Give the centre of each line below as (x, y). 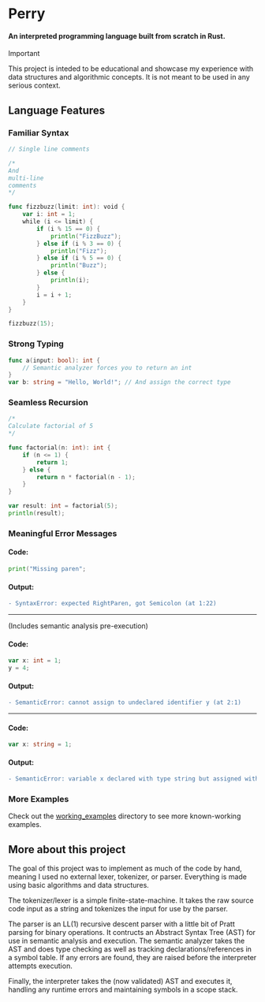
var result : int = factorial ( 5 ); (63, 506)
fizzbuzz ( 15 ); (32, 324)
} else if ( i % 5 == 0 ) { (79, 258)
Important (24, 54)
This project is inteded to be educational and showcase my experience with (131, 69)
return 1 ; (52, 462)
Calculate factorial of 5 (50, 427)
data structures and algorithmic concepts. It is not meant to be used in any (129, 77)
